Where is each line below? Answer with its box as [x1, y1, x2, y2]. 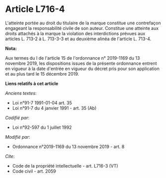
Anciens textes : [5, 90, 37, 96]
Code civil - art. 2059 [12, 168, 56, 174]
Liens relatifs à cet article [5, 81, 58, 87]
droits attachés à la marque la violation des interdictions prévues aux [5, 30, 145, 36]
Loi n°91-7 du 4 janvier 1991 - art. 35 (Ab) [12, 105, 97, 111]
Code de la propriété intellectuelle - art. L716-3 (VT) [12, 163, 118, 169]
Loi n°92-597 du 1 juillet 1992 [12, 124, 72, 130]
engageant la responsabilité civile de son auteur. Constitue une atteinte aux [5, 25, 159, 31]
